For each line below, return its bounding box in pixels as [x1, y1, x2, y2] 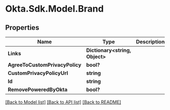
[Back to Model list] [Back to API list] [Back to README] [5, 99, 121, 105]
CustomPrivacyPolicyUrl [8, 69, 68, 77]
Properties [5, 23, 39, 32]
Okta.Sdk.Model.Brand [5, 3, 104, 15]
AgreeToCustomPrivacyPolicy [8, 61, 82, 68]
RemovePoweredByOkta [8, 86, 68, 93]
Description [136, 39, 165, 45]
